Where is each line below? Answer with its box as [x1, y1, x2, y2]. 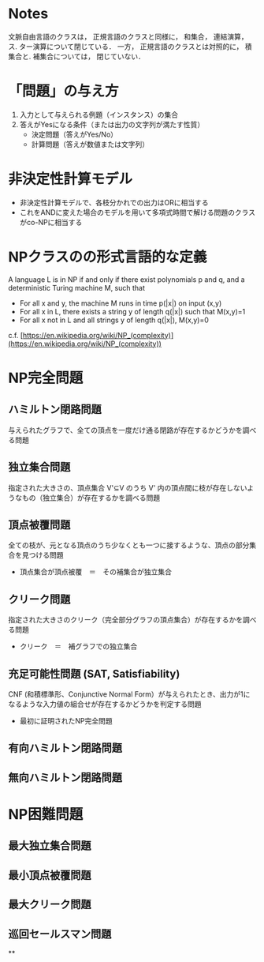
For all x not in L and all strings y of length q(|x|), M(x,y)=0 [19, 315, 209, 325]
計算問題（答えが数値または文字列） [31, 139, 150, 148]
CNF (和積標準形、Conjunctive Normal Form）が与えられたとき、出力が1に [8, 690, 251, 699]
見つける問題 [21, 551, 64, 560]
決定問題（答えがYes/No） [31, 130, 118, 139]
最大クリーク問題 [8, 898, 91, 911]
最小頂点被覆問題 [8, 868, 91, 881]
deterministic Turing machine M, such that [8, 283, 146, 292]
